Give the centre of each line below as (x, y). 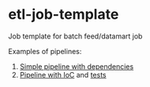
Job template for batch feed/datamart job (75, 36)
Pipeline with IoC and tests (63, 74)
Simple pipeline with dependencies (77, 66)
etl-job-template (64, 14)
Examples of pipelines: (45, 51)
